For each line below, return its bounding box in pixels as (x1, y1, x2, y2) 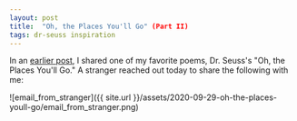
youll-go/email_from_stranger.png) (9, 102, 139, 113)
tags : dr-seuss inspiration (9, 30, 116, 39)
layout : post (9, 13, 59, 23)
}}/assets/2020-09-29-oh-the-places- (133, 92, 278, 103)
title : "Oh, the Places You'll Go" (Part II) (9, 22, 189, 31)
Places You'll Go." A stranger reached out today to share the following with (9, 65, 289, 76)
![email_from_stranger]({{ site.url (9, 92, 132, 103)
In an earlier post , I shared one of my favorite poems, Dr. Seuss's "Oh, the (9, 55, 286, 66)
